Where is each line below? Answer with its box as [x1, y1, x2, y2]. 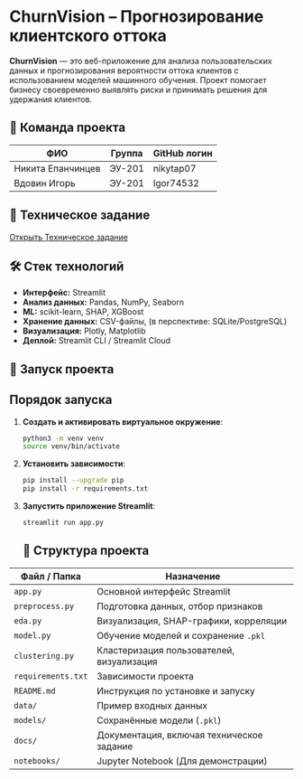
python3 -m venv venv [22, 434, 105, 443]
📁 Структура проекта [22, 543, 150, 558]
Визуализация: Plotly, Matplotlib [22, 325, 146, 336]
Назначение [165, 569, 221, 582]
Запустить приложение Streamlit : [22, 501, 156, 512]
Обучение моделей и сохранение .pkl [96, 629, 266, 642]
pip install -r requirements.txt [22, 484, 149, 493]
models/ [14, 715, 47, 725]
